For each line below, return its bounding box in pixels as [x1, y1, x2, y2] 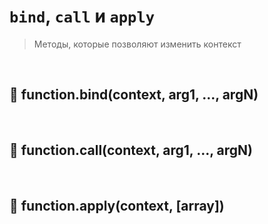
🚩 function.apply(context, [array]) [9, 197, 225, 214]
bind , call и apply [9, 5, 156, 28]
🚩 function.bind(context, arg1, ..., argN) [9, 86, 259, 104]
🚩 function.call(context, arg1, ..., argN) [9, 142, 253, 159]
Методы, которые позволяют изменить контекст [33, 38, 242, 50]
